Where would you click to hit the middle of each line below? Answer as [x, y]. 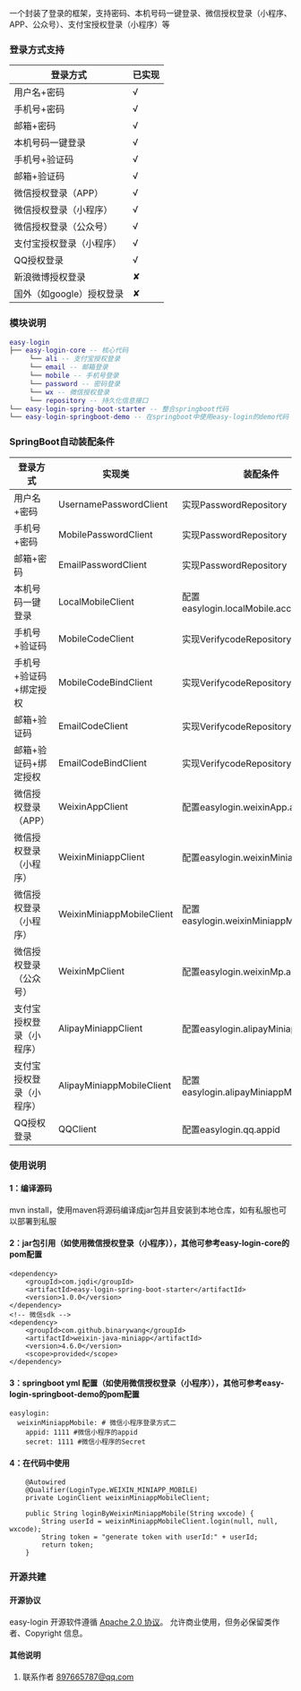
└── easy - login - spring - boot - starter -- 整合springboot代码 [119, 409]
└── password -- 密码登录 [75, 383]
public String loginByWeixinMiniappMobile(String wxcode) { [140, 1514]
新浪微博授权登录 [50, 278]
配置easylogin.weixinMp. [234, 972]
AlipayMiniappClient [100, 1028]
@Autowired [46, 1482]
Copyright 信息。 [56, 1633]
